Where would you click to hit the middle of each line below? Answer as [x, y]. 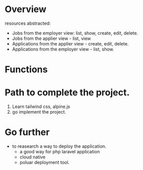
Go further [27, 132]
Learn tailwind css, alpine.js [41, 106]
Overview [26, 9]
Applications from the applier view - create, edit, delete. [70, 43]
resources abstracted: [28, 23]
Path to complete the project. [67, 93]
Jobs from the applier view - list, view [51, 38]
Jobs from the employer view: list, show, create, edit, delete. [75, 33]
